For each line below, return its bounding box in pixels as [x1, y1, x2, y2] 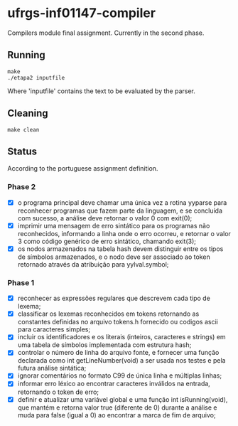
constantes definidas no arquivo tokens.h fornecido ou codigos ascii [17, 318, 218, 326]
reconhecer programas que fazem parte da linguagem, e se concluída [17, 206, 222, 215]
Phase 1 [7, 277, 35, 287]
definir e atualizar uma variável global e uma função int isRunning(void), [17, 395, 228, 403]
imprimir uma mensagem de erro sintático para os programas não [17, 221, 210, 230]
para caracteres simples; [17, 325, 91, 334]
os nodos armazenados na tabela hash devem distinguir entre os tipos [17, 244, 224, 253]
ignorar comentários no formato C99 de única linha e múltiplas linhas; [17, 371, 222, 380]
